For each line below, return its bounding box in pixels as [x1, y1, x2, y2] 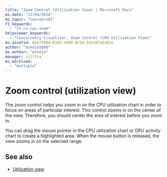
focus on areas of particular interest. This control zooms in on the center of [5, 107, 161, 113]
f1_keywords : [5, 21, 33, 27]
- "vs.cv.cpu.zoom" [10, 26, 51, 31]
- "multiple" [10, 63, 37, 68]
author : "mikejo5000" [5, 45, 51, 50]
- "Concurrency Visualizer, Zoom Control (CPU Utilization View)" [10, 36, 152, 41]
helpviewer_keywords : [5, 31, 51, 36]
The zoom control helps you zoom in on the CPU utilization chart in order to [5, 102, 162, 108]
